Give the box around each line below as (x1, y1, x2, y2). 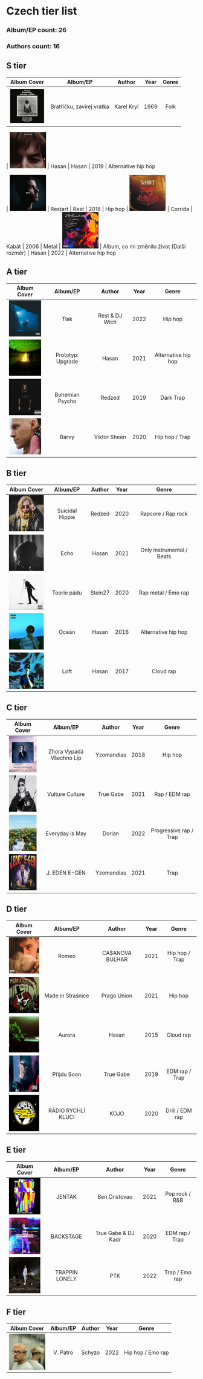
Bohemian (54, 391, 80, 398)
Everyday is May (45, 830, 86, 837)
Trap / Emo (164, 1269, 192, 1276)
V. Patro (53, 1349, 74, 1356)
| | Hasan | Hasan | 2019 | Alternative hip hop (6, 163, 156, 170)
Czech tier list (6, 4, 77, 18)
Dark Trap (160, 394, 185, 402)
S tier (6, 60, 27, 71)
